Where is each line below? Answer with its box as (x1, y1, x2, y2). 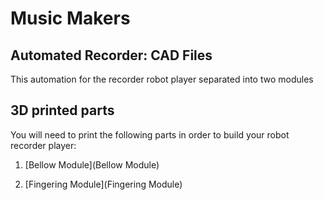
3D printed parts (10, 102, 115, 119)
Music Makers (10, 7, 131, 30)
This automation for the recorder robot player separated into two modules (10, 73, 314, 85)
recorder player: (10, 139, 77, 151)
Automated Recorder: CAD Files (10, 47, 213, 64)
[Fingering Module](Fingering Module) (24, 178, 183, 190)
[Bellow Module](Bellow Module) (24, 158, 160, 171)
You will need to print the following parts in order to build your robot (10, 128, 290, 141)
